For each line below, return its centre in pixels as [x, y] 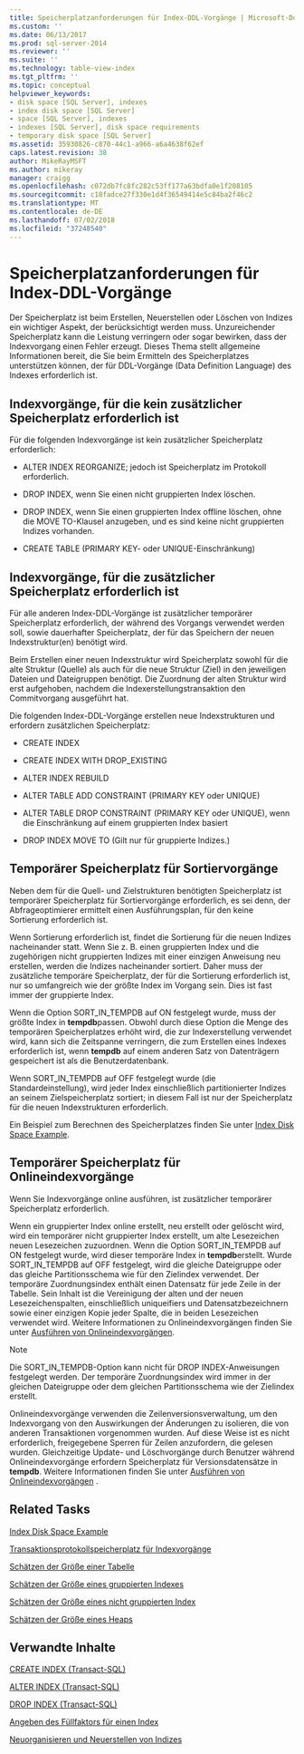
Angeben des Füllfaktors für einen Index [84, 1722]
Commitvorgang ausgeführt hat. [69, 698]
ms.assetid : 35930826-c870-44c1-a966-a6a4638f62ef [107, 144]
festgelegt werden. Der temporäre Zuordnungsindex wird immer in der [140, 1376]
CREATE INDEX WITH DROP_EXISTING [95, 761]
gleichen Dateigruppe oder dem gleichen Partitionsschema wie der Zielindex [152, 1386]
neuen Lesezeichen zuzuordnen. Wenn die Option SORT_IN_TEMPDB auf [145, 1245]
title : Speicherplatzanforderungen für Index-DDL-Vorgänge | [127, 18]
